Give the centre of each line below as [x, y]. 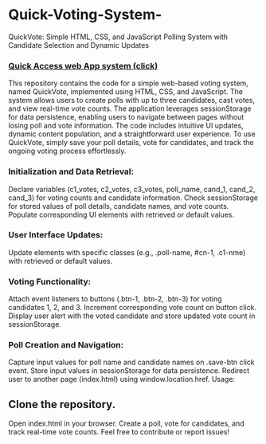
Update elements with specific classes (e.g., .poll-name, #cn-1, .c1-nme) [127, 252]
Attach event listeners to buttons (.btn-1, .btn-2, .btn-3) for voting [115, 299]
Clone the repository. [62, 404]
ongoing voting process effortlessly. [67, 151]
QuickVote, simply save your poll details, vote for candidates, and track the [131, 143]
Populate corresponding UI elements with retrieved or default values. [121, 214]
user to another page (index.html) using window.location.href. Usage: [122, 379]
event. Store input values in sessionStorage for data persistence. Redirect [129, 371]
